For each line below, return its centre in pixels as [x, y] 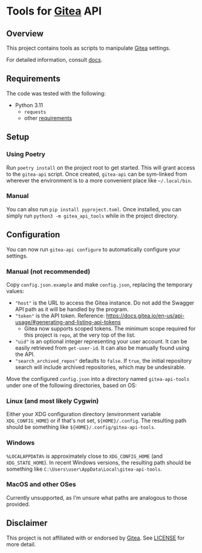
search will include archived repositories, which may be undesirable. [100, 367]
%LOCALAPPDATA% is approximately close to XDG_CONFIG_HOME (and [85, 456]
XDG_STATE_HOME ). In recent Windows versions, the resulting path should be [99, 462]
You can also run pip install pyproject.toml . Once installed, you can [94, 209]
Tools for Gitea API [54, 11]
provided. [18, 504]
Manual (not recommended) [48, 271]
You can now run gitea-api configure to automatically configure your [93, 249]
